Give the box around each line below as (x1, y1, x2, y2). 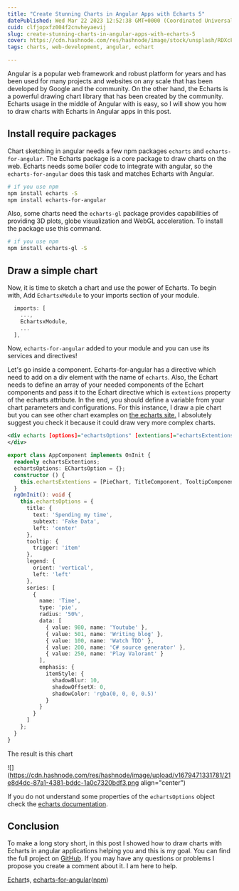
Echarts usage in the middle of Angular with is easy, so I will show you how (7, 100, 228, 108)
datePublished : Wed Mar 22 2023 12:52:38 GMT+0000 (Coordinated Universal (7, 17, 234, 24)
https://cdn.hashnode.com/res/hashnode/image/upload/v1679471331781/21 (9, 771, 231, 779)
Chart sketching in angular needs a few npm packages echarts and (7, 147, 204, 155)
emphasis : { (38, 664, 75, 671)
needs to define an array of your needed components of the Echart (7, 380, 204, 389)
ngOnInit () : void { (14, 491, 72, 499)
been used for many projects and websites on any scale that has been (7, 77, 213, 85)
